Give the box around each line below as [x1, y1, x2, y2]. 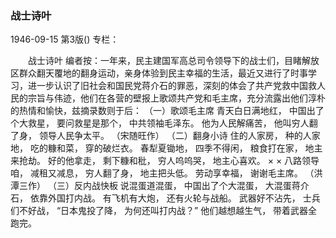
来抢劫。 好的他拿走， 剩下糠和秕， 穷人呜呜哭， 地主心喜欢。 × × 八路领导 [10, 155, 320, 167]
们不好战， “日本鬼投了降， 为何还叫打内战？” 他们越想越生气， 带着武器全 [10, 205, 318, 217]
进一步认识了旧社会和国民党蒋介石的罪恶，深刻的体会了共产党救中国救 [27, 80, 317, 92]
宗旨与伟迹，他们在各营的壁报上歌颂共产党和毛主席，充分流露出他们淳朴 [27, 92, 326, 104]
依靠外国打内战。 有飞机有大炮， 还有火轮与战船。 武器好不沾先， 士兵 [29, 192, 321, 204]
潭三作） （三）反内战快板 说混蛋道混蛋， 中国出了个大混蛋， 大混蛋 [10, 180, 292, 192]
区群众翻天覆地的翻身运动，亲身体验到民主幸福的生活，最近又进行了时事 [10, 67, 308, 79]
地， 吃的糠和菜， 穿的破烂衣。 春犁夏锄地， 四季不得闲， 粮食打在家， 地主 [10, 142, 323, 154]
